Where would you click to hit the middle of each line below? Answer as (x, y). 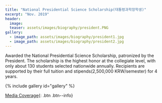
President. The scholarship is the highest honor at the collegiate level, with (81, 61)
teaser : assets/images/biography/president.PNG (59, 28)
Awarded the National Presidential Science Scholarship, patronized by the (80, 55)
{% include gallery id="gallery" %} (40, 86)
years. (12, 76)
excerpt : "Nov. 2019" (27, 14)
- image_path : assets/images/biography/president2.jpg (67, 42)
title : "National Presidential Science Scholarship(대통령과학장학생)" (76, 10)
